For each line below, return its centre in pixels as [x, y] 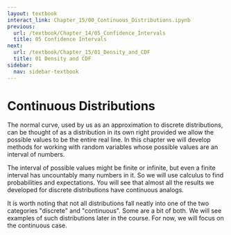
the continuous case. [37, 225]
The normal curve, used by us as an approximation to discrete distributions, [115, 125]
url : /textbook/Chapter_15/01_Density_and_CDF [82, 53]
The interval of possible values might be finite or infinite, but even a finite [112, 168]
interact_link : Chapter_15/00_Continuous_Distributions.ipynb [99, 20]
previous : [22, 26]
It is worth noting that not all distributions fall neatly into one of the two [108, 203]
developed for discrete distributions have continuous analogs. [95, 190]
